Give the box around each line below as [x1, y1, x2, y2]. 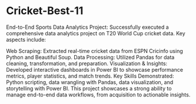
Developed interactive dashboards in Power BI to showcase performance [6, 66, 184, 73]
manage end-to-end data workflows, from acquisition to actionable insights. [6, 91, 191, 98]
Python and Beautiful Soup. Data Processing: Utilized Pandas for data [6, 53, 175, 61]
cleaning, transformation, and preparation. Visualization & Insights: [6, 60, 168, 67]
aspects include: [6, 36, 46, 43]
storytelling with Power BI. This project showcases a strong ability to [6, 85, 172, 92]
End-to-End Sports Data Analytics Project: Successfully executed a [6, 24, 169, 31]
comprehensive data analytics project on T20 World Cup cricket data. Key [6, 29, 185, 36]
